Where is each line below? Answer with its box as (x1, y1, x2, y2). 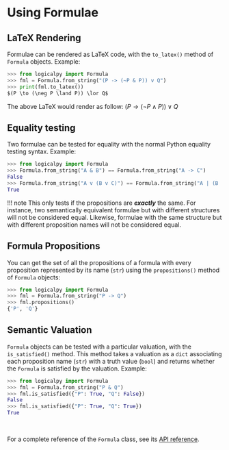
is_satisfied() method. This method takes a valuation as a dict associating (7, 349, 222, 358)
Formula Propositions (7, 240, 100, 252)
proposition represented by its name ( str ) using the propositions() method (7, 266, 220, 274)
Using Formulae (7, 5, 99, 21)
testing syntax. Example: (7, 147, 77, 155)
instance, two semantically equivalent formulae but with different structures (7, 205, 220, 214)
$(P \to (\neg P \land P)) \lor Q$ (7, 90, 109, 97)
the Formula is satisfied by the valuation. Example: (7, 364, 147, 373)
